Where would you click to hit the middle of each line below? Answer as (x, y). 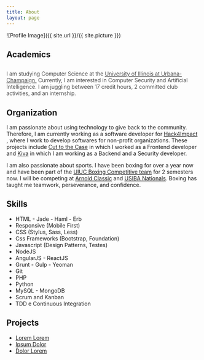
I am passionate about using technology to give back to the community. (97, 128)
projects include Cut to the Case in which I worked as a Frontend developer (102, 147)
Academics (29, 54)
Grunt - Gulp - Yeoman (44, 264)
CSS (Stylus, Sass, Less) (46, 232)
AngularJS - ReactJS (42, 258)
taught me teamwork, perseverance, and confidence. (74, 185)
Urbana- (171, 74)
